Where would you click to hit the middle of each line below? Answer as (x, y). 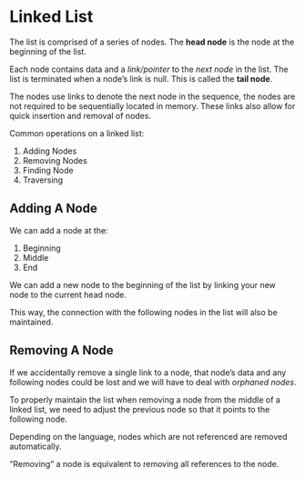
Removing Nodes (55, 160)
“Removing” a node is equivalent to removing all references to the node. (144, 463)
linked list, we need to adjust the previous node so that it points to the (140, 409)
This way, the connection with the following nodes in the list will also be (143, 312)
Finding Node (48, 170)
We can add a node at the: (59, 230)
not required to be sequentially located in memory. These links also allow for (152, 105)
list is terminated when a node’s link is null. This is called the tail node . (141, 78)
